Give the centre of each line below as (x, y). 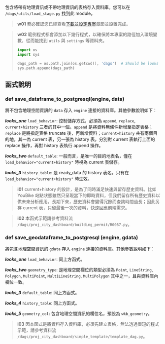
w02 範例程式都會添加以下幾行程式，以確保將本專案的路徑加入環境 (85, 34)
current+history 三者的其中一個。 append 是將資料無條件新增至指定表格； (79, 127)
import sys (28, 54)
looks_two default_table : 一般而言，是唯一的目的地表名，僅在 (69, 156)
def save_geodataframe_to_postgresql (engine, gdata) (72, 237)
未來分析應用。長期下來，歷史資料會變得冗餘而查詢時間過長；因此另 (91, 202)
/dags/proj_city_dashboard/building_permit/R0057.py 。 (74, 225)
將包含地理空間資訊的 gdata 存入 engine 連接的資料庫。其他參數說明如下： (80, 249)
